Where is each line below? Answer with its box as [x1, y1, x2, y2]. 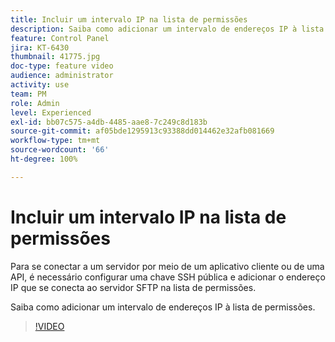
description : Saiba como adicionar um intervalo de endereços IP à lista [10, 24, 325, 34]
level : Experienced [10, 107, 92, 118]
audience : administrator [10, 71, 114, 81]
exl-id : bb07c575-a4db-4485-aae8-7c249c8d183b [10, 117, 208, 127]
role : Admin [10, 98, 60, 108]
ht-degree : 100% [10, 154, 78, 164]
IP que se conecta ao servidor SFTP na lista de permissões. [10, 281, 257, 293]
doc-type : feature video [10, 61, 114, 71]
